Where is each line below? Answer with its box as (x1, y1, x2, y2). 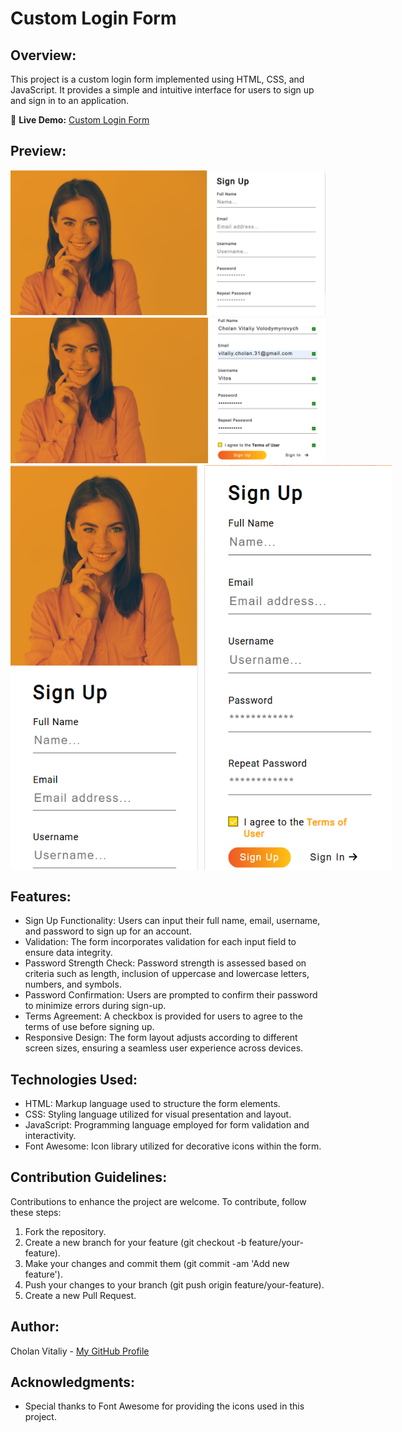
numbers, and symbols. (24, 978, 122, 991)
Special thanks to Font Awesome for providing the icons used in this (24, 1400, 305, 1412)
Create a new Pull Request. (24, 1289, 137, 1301)
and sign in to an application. (10, 95, 130, 106)
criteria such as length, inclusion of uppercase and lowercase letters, (24, 968, 310, 980)
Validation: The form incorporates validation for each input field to (24, 936, 297, 948)
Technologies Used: (10, 1071, 138, 1088)
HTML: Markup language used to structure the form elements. (24, 1097, 281, 1109)
